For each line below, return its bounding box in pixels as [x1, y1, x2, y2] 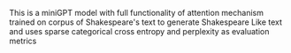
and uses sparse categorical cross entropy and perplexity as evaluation [9, 26, 270, 36]
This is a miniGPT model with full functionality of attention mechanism [9, 8, 264, 18]
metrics [9, 35, 37, 46]
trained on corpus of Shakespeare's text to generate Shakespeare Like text [9, 17, 283, 27]
